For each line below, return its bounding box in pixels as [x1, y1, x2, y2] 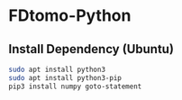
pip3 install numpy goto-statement [8, 82, 142, 91]
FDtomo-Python [8, 5, 132, 26]
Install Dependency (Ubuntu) [8, 41, 175, 57]
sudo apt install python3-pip [8, 73, 123, 82]
